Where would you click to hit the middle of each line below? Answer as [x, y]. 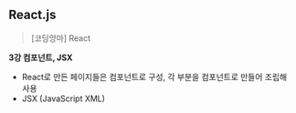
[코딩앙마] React [61, 38]
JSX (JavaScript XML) [63, 98]
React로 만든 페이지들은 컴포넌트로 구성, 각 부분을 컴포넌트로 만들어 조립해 [154, 77]
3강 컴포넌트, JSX [41, 57]
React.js [32, 15]
